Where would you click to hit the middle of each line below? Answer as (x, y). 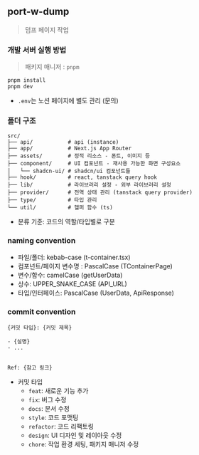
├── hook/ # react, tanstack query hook (82, 177)
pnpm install (27, 80)
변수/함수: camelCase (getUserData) (70, 275)
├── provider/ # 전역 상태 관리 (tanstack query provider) (100, 193)
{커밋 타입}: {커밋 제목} (40, 328)
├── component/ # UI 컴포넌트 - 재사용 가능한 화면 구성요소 (94, 164)
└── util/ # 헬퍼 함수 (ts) (60, 208)
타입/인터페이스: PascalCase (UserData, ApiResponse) (96, 293)
